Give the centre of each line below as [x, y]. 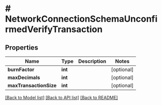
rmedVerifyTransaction [54, 29]
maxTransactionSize [32, 85]
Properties [22, 47]
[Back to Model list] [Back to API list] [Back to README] [62, 98]
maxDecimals [24, 78]
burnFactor [21, 69]
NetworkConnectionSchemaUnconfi [81, 19]
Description [92, 61]
